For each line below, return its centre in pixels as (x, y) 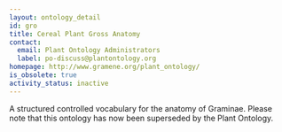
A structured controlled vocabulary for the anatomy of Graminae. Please (141, 108)
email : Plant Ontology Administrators (89, 50)
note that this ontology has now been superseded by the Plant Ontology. (141, 118)
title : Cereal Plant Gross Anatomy (75, 34)
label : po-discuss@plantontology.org (87, 58)
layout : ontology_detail (55, 17)
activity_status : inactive (59, 83)
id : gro (23, 26)
